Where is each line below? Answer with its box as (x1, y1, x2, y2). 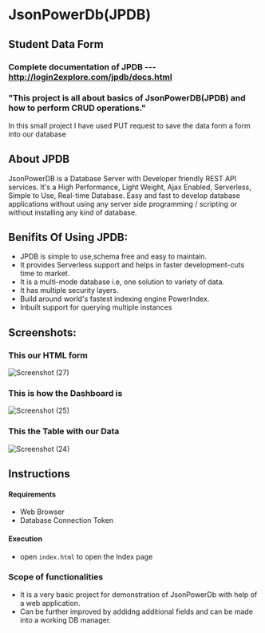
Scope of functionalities (8, 572, 104, 583)
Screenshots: (8, 326, 77, 339)
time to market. (19, 269, 70, 279)
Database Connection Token (19, 516, 114, 525)
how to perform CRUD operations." (8, 102, 146, 113)
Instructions (8, 467, 70, 481)
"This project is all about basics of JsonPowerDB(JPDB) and (8, 93, 246, 104)
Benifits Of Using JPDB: (8, 231, 129, 244)
